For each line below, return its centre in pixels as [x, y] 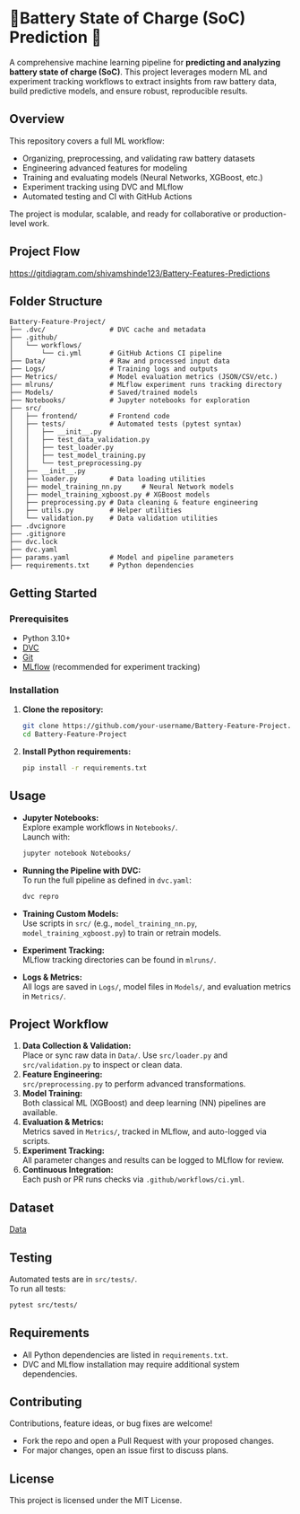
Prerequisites [39, 619]
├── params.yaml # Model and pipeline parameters [122, 558]
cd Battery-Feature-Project [74, 735]
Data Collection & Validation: [77, 1046]
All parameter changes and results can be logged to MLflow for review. [153, 1160]
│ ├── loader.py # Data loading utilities [107, 480]
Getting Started [53, 593]
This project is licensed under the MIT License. [96, 1501]
